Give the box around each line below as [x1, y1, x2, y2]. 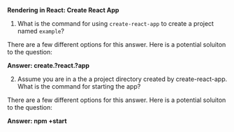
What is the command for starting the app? [17, 82, 141, 90]
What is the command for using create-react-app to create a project [17, 20, 214, 27]
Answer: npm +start [7, 117, 68, 125]
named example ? [17, 27, 65, 35]
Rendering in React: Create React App [7, 6, 119, 14]
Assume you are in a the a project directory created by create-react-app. [17, 75, 228, 83]
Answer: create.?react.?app [7, 61, 89, 69]
